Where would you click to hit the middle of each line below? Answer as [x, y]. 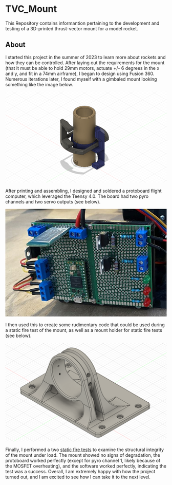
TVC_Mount [31, 9]
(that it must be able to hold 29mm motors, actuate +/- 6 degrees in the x [82, 68]
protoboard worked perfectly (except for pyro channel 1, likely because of [83, 460]
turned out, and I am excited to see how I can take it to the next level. [78, 477]
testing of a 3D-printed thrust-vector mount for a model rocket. [72, 28]
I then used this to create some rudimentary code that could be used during [85, 325]
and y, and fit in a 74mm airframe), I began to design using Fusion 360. [80, 73]
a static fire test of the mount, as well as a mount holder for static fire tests [84, 330]
